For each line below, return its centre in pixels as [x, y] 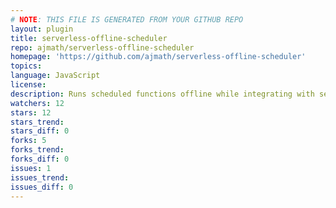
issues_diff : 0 [42, 187]
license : [28, 85]
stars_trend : [37, 122]
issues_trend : [40, 177]
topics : [26, 66]
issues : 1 [31, 168]
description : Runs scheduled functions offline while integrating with [162, 94]
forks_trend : [37, 150]
